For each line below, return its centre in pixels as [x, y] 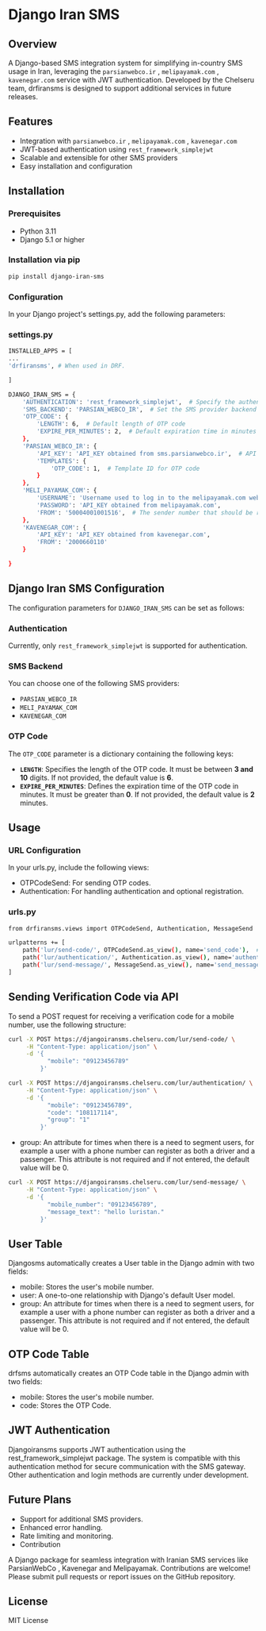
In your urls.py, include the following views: [79, 868]
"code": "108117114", [83, 1112]
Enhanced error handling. [61, 1527]
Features [30, 122]
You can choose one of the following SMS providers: [94, 684]
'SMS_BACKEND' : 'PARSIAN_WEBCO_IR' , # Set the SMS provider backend [140, 409]
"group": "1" [68, 1120]
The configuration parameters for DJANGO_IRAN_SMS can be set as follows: [127, 607]
